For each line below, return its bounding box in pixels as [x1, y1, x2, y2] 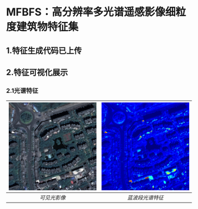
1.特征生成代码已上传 [6, 45, 82, 55]
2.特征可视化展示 [6, 67, 68, 77]
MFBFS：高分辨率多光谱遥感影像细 [6, 5, 176, 19]
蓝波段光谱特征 [127, 194, 164, 201]
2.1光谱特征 [6, 86, 38, 94]
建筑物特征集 [16, 20, 79, 34]
